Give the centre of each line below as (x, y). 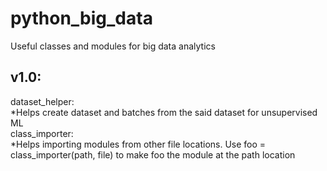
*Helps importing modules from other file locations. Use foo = (138, 144)
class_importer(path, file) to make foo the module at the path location (153, 154)
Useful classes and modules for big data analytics (113, 46)
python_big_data (81, 18)
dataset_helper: (42, 101)
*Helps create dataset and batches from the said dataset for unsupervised (164, 112)
